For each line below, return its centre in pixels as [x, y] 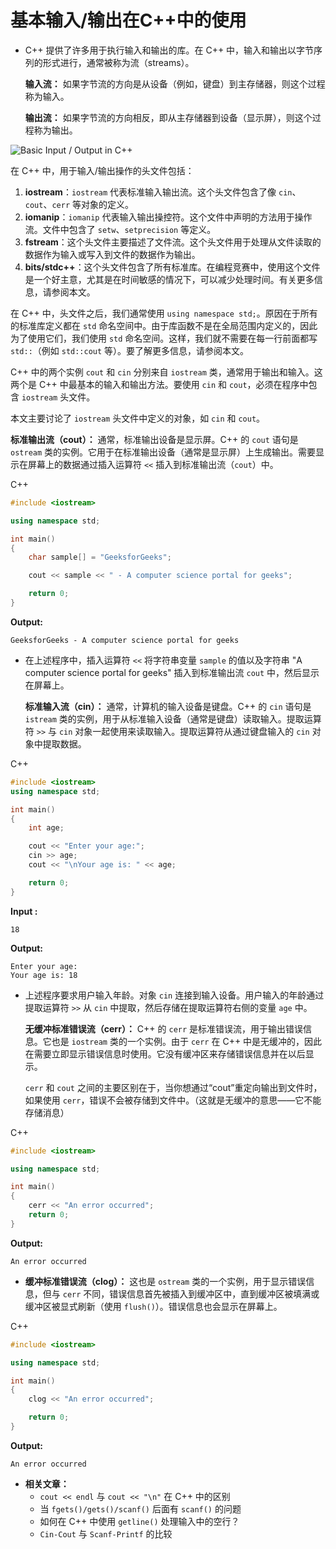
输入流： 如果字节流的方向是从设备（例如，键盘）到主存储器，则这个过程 [175, 83]
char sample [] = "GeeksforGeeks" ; [100, 557]
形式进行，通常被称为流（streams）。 [118, 62]
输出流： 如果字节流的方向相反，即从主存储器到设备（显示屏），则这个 [168, 117]
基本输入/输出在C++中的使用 [128, 20]
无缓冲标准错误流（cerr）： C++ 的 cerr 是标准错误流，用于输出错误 [164, 1028]
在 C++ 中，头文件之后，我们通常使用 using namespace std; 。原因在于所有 [164, 313]
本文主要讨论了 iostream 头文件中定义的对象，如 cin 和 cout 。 [138, 418]
